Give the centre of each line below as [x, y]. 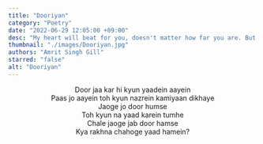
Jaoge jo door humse [133, 106]
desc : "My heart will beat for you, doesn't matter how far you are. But [132, 38]
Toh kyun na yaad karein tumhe [133, 115]
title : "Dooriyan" [38, 15]
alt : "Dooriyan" [35, 67]
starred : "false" [37, 60]
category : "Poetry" [40, 23]
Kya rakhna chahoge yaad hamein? [133, 131]
